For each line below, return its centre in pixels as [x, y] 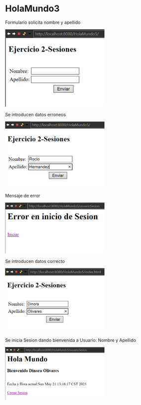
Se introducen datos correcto [35, 261]
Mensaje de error [23, 196]
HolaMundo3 [32, 9]
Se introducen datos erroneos [35, 115]
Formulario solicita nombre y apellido [43, 22]
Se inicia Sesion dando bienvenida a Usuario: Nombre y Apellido [70, 340]
